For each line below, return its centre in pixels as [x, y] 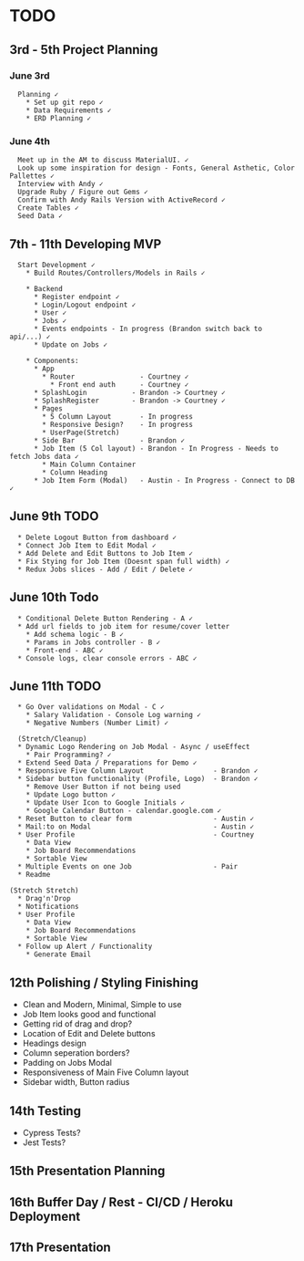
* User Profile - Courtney [136, 835]
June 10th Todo [54, 597]
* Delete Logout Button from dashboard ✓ [97, 537]
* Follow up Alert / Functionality [85, 947]
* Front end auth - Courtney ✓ [119, 384]
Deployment [45, 1216]
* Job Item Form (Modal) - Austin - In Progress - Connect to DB [164, 480]
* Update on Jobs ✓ [70, 344]
